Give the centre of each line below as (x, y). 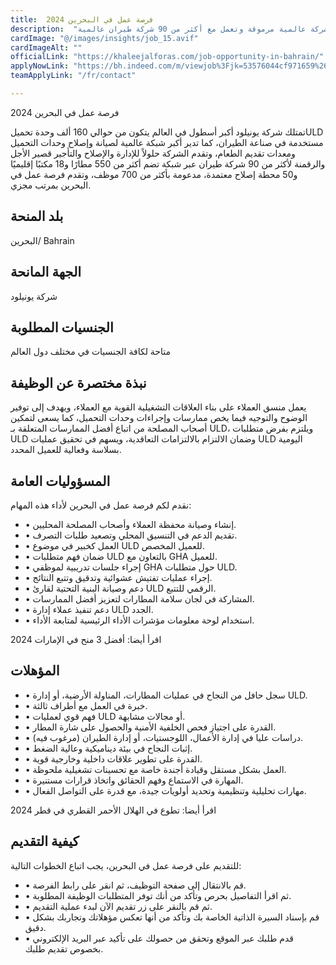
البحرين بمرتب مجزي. (51, 185)
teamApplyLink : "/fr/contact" (73, 76)
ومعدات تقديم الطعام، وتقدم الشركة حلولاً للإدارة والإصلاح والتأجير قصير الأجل (153, 153)
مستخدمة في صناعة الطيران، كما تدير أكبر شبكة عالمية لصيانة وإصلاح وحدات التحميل (167, 142)
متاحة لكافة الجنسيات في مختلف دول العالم (90, 352)
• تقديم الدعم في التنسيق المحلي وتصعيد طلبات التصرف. (131, 535)
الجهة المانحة (46, 272)
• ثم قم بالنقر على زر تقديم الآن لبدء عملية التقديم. (118, 906)
